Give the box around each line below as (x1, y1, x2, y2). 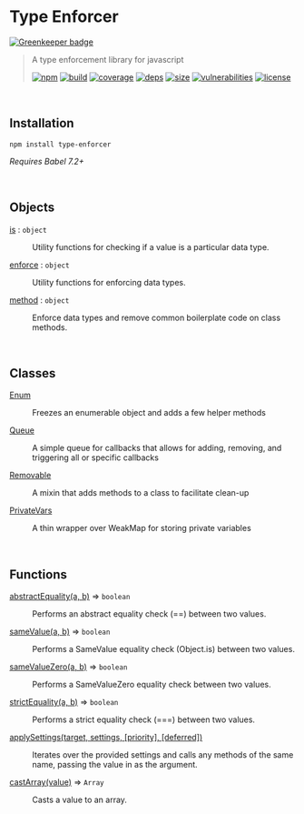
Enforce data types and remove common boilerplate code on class (32, 312, 281, 323)
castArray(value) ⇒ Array (9, 777, 104, 788)
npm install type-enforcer (9, 139, 112, 149)
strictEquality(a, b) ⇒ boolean (9, 697, 119, 708)
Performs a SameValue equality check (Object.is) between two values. (32, 644, 295, 655)
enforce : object (9, 259, 70, 270)
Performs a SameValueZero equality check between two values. (32, 679, 271, 690)
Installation (9, 116, 74, 131)
